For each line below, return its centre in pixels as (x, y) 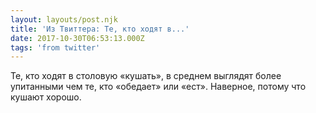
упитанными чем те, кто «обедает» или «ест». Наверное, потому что (158, 87)
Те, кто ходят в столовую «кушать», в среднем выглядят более (146, 76)
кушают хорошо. (46, 97)
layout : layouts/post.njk (64, 19)
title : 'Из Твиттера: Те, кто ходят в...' (100, 29)
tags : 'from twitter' (55, 47)
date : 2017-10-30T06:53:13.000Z (77, 38)
